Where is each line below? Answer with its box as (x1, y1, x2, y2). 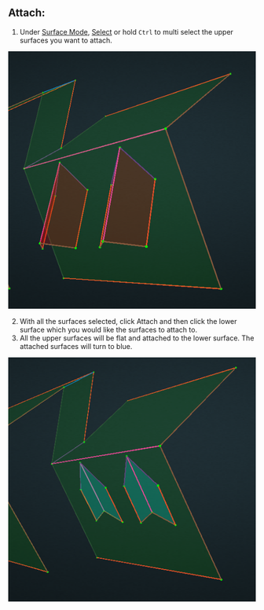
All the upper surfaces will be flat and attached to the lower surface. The (19, 333, 255, 343)
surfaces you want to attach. (19, 35, 112, 45)
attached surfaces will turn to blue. (19, 341, 133, 351)
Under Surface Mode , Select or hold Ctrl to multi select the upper (19, 27, 234, 36)
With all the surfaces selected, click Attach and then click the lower (19, 316, 237, 325)
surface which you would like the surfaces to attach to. (19, 325, 198, 334)
